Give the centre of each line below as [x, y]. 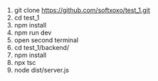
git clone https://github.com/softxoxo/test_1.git [82, 10]
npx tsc [25, 62]
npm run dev [33, 32]
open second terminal [46, 40]
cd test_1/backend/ [42, 48]
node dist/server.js [42, 70]
